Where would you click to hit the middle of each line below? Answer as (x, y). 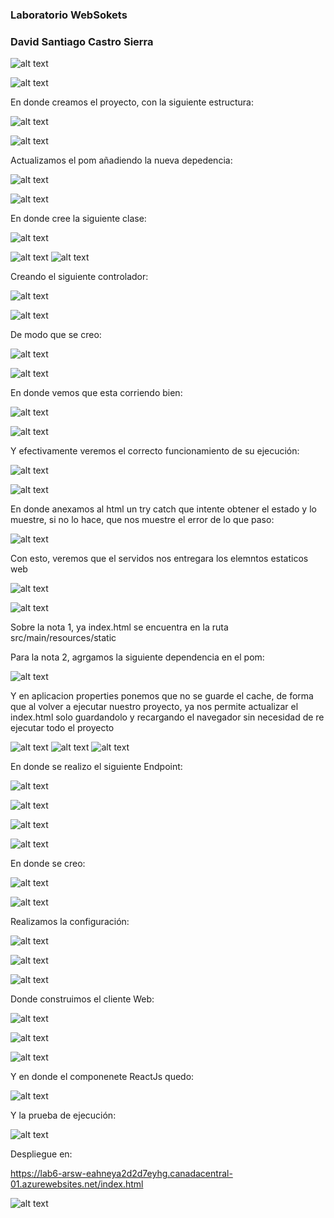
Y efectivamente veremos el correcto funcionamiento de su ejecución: (155, 451)
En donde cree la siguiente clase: (78, 219)
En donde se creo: (48, 864)
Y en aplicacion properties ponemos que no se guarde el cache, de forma (162, 696)
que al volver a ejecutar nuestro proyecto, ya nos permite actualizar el (154, 707)
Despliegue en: (41, 1154)
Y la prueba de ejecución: (63, 1115)
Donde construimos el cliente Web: (82, 999)
